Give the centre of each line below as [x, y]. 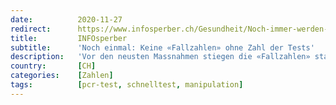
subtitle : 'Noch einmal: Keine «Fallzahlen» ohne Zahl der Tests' [162, 47]
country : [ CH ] [53, 66]
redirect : [31, 29]
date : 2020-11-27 [66, 19]
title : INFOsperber [69, 38]
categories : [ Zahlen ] [62, 76]
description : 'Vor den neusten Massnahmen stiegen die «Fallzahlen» [160, 57]
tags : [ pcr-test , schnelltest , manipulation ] [127, 85]
